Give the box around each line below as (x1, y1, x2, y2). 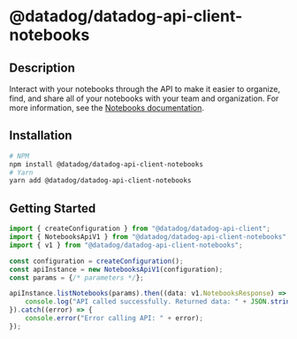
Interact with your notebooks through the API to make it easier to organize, (9, 84, 281, 94)
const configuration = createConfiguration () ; (9, 257, 184, 266)
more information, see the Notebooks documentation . (9, 103, 205, 112)
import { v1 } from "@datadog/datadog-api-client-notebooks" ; (9, 241, 243, 250)
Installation (9, 128, 72, 143)
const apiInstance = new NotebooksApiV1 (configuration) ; (9, 265, 224, 274)
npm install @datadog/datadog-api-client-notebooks (9, 159, 203, 169)
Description (9, 60, 75, 75)
